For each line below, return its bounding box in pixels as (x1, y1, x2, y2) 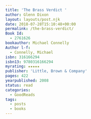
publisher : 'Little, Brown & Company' (5, 69, 87, 74)
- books (10, 106, 26, 111)
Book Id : (5, 31, 24, 36)
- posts (10, 102, 26, 107)
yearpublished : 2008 (5, 78, 49, 83)
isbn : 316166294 (5, 54, 40, 60)
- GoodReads (10, 92, 36, 97)
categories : (5, 87, 31, 93)
